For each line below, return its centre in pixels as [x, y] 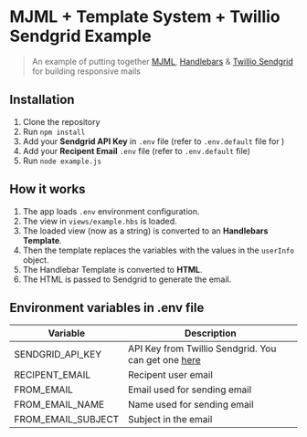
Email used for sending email [190, 390]
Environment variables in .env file [107, 307]
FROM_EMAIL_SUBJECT [67, 420]
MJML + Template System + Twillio [145, 17]
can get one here [164, 360]
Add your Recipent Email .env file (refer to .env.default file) [137, 151]
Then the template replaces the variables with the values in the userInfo [159, 250]
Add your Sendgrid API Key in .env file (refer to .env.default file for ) [153, 141]
